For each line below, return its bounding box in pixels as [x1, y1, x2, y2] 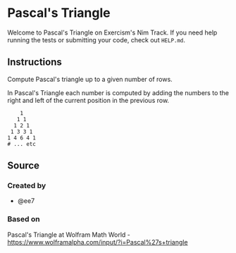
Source [7, 160, 40, 172]
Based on [7, 214, 40, 224]
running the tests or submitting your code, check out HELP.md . [7, 35, 185, 44]
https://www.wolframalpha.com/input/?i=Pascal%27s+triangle [7, 237, 188, 246]
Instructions [7, 56, 62, 68]
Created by [7, 181, 46, 191]
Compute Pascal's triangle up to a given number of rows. [7, 75, 173, 83]
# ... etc [7, 140, 37, 147]
